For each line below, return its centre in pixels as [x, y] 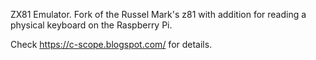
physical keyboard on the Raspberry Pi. [91, 25]
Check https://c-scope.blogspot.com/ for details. [111, 44]
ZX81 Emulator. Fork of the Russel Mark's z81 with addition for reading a [158, 14]
